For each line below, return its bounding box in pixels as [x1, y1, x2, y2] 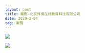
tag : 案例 [5, 20, 23, 26]
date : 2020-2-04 [5, 16, 38, 21]
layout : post [5, 7, 32, 12]
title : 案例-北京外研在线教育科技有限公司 [5, 12, 81, 16]
